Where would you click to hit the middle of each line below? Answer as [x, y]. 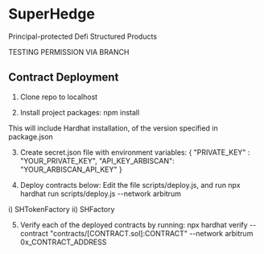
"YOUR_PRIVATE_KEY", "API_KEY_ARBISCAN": [97, 160]
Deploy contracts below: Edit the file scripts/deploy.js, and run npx [130, 185]
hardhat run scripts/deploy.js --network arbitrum [100, 194]
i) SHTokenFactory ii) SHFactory [62, 209]
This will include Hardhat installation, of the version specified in [113, 128]
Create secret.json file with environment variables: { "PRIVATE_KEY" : [135, 152]
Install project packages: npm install [80, 112]
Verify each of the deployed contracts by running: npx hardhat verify [134, 225]
